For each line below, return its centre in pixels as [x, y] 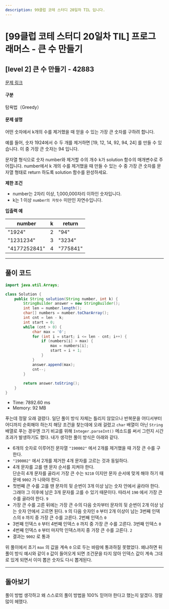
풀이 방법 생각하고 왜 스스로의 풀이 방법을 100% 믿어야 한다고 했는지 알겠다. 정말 [84, 595]
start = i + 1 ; [66, 351]
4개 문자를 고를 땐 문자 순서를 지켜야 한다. [53, 467]
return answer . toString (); [52, 384]
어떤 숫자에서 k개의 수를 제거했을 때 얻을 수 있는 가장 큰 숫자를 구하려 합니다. [80, 132]
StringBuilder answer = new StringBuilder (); [72, 304]
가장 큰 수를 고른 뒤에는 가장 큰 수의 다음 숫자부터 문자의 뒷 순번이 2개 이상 [85, 505]
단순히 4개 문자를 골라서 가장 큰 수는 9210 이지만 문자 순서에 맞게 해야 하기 [85, 473]
